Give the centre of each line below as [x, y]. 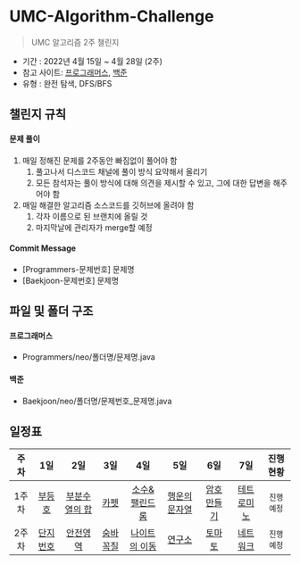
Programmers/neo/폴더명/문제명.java [89, 357]
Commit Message [43, 248]
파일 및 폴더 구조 [51, 311]
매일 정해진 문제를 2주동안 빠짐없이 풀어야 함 [100, 160]
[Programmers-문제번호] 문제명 [78, 269]
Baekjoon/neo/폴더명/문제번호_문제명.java [97, 401]
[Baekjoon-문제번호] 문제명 [70, 280]
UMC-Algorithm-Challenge [112, 17]
